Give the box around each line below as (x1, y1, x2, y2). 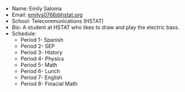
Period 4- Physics (20, 55, 64, 62)
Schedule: (11, 30, 37, 37)
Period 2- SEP (20, 42, 55, 50)
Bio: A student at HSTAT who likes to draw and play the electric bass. (11, 24, 180, 31)
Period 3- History (20, 49, 63, 55)
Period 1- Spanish (20, 37, 64, 43)
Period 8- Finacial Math (20, 80, 78, 87)
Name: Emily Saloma (11, 5, 62, 12)
